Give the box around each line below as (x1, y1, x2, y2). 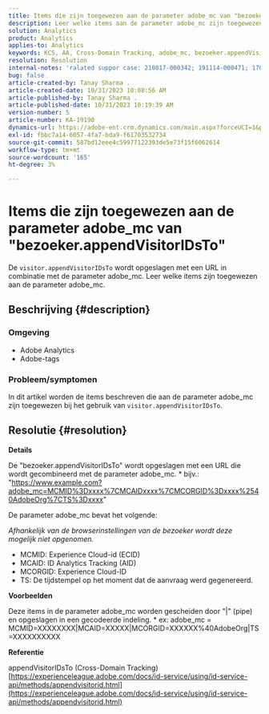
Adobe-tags (19, 353, 60, 363)
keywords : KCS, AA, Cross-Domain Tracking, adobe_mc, (8, 49, 192, 57)
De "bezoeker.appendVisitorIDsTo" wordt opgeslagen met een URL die (8, 460, 242, 470)
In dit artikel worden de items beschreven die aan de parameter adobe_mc (8, 392, 254, 401)
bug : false (8, 71, 45, 79)
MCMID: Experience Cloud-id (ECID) (19, 550, 141, 559)
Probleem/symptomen (8, 373, 98, 385)
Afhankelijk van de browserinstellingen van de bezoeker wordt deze (8, 526, 233, 535)
